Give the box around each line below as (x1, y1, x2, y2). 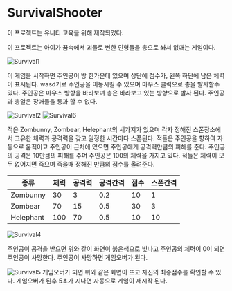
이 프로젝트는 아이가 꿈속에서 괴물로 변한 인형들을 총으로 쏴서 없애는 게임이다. (7, 43, 216, 51)
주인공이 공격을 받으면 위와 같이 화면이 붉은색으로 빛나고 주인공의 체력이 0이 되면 (7, 244, 225, 253)
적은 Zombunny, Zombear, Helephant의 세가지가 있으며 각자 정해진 (7, 125, 192, 133)
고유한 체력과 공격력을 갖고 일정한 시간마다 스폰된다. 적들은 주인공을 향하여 (14, 133, 216, 142)
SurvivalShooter (7, 5, 103, 21)
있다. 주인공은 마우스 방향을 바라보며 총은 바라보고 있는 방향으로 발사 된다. (7, 88, 206, 97)
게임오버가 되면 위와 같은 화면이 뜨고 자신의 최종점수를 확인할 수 (42, 267, 215, 276)
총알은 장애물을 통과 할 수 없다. (14, 97, 98, 105)
